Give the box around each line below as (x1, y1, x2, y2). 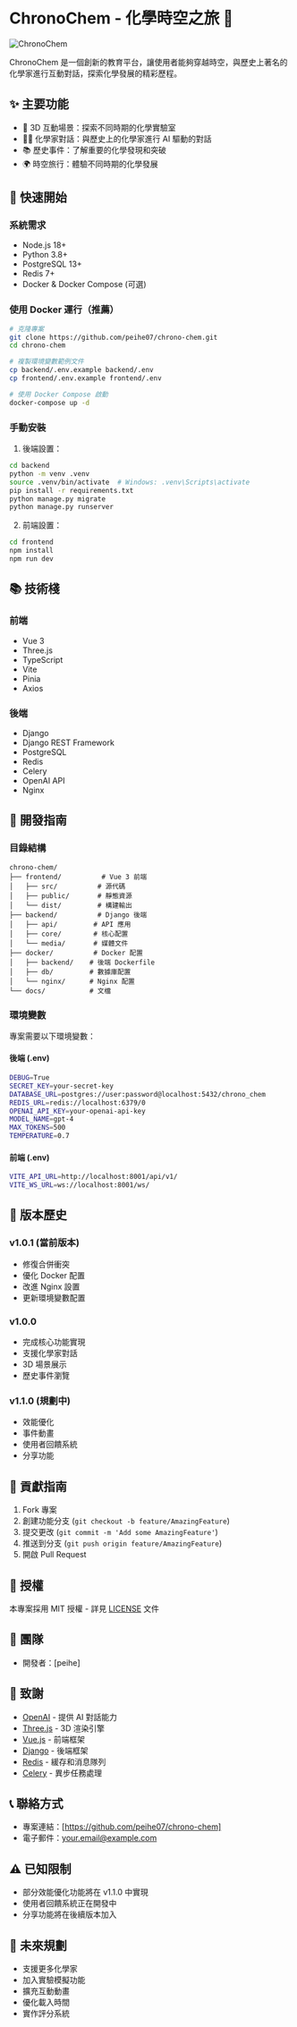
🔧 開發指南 (9, 813, 67, 828)
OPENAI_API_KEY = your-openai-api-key (9, 1107, 146, 1115)
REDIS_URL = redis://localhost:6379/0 (9, 1098, 146, 1107)
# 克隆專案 (9, 324, 45, 334)
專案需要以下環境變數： (9, 1030, 96, 1041)
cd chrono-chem (9, 341, 66, 350)
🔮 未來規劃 (9, 1938, 67, 1953)
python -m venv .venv (9, 469, 90, 479)
